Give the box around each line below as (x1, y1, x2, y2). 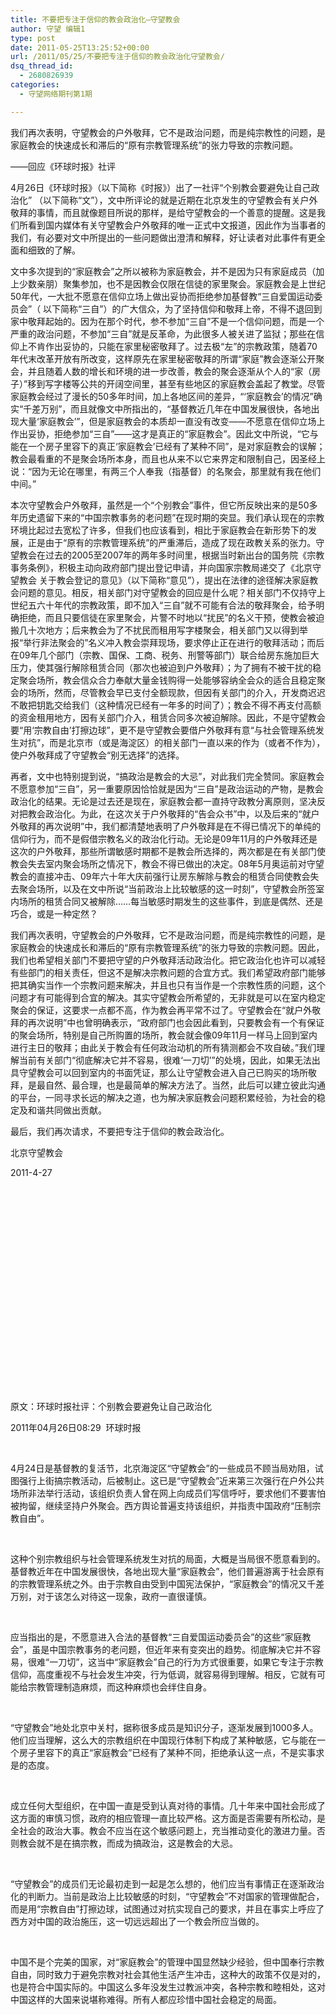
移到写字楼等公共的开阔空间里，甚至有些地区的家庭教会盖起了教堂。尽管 (27, 377, 326, 390)
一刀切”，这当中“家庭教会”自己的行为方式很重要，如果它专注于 (49, 1656, 307, 1668)
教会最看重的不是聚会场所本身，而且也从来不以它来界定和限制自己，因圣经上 (10, 452, 326, 465)
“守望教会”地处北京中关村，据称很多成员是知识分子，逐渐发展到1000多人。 (10, 1721, 319, 1733)
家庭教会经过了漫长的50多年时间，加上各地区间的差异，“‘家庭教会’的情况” (10, 390, 314, 402)
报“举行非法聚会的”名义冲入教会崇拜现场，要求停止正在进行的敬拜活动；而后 (10, 636, 325, 648)
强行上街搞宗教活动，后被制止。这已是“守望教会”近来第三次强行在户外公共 (18, 1474, 325, 1486)
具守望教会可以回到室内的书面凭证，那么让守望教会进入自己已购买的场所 (10, 1066, 308, 1078)
